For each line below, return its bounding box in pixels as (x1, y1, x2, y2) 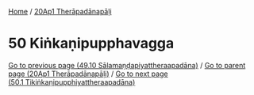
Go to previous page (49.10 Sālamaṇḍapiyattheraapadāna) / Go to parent (8, 60, 246, 70)
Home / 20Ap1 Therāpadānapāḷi (8, 7, 113, 16)
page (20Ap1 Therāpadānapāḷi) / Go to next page (8, 69, 168, 78)
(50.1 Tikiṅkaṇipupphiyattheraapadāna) (8, 77, 136, 86)
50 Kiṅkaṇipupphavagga (8, 35, 175, 52)
